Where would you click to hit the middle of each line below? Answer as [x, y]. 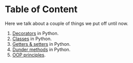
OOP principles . [29, 55]
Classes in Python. [32, 39]
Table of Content [41, 9]
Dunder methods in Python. [41, 49]
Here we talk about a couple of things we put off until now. [67, 23]
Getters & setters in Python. [41, 44]
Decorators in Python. [35, 33]
